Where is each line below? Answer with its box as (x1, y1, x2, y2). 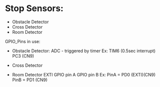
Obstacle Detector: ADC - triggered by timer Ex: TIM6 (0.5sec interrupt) (12, 48, 156, 54)
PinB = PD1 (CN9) (12, 77, 48, 83)
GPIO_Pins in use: (5, 38, 40, 44)
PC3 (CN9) (12, 53, 35, 58)
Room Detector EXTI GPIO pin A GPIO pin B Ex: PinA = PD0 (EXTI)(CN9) (12, 72, 156, 77)
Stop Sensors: (5, 3, 64, 14)
